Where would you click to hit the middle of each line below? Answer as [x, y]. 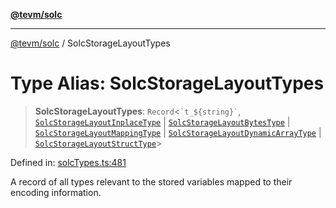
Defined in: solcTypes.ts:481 [68, 162]
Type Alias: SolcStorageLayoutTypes [167, 83]
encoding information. [56, 192]
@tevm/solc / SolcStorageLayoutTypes [90, 43]
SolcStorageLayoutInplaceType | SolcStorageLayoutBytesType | [162, 121]
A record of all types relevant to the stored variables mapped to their [151, 181]
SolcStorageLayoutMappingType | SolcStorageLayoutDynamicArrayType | [178, 132]
